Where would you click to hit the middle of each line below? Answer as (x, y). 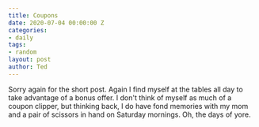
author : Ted (28, 67)
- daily (21, 37)
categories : (28, 30)
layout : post (30, 60)
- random (23, 52)
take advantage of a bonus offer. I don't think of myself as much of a (120, 97)
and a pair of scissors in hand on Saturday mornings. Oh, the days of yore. (129, 114)
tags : (17, 45)
